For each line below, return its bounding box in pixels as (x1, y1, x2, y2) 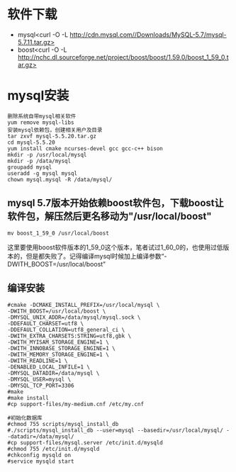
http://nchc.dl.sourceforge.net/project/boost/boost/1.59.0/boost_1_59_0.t (17, 52, 229, 61)
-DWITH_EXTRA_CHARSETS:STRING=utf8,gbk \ (7, 332, 132, 339)
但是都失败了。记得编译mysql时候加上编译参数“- (26, 252, 167, 260)
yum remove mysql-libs (7, 118, 74, 126)
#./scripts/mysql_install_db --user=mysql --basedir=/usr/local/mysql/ (7, 427, 223, 434)
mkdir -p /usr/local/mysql (7, 151, 87, 158)
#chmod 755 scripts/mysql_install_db (7, 420, 119, 427)
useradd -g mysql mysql (7, 169, 78, 177)
